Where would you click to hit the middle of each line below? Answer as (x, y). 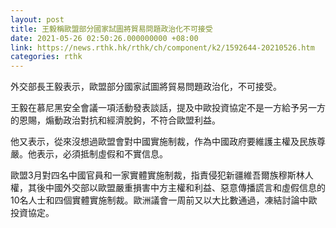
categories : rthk (46, 57)
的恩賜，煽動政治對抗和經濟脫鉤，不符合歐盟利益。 (115, 120)
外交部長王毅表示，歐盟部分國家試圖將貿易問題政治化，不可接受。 (146, 87)
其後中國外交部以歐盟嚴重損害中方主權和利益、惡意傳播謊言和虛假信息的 (176, 188)
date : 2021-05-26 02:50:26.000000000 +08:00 (104, 38)
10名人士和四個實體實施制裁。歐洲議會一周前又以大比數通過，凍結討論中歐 (164, 200)
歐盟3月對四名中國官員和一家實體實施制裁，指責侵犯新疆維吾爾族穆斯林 (157, 175)
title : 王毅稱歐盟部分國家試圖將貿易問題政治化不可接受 (111, 29)
